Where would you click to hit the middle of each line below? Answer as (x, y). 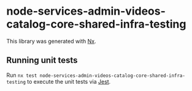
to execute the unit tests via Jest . (69, 81)
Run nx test (22, 75)
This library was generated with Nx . (51, 41)
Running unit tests (42, 60)
